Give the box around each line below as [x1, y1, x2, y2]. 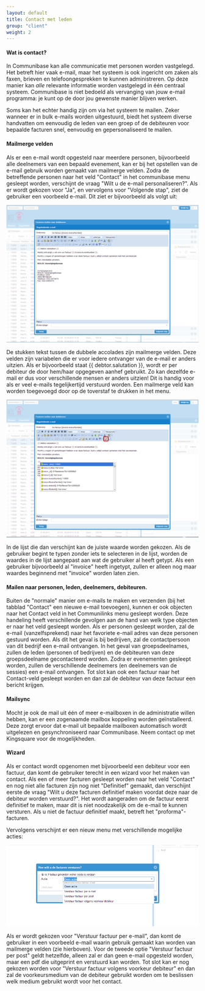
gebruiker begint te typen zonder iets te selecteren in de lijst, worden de [6, 550, 188, 557]
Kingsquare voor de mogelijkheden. [6, 735, 96, 742]
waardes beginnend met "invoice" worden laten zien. [6, 570, 140, 577]
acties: [6, 832, 23, 840]
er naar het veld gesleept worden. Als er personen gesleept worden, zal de [6, 623, 195, 630]
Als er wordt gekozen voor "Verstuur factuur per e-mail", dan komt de [6, 932, 181, 940]
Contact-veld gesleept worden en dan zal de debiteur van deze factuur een [6, 675, 196, 682]
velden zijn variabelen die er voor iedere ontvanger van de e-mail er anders [6, 355, 196, 362]
